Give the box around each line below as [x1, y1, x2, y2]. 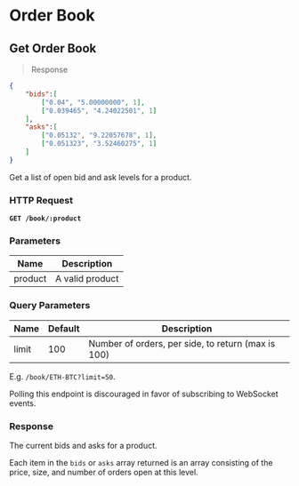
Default [47, 322, 80, 334]
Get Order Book [9, 41, 97, 56]
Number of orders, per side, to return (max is [88, 337, 276, 349]
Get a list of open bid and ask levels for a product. [9, 171, 192, 182]
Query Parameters [9, 299, 91, 312]
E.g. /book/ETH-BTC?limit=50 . [9, 370, 116, 382]
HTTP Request [9, 194, 74, 206]
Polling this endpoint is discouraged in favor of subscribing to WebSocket [9, 388, 279, 399]
